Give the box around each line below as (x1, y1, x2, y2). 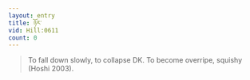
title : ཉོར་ (8, 19, 42, 27)
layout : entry (8, 11, 56, 20)
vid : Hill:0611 (8, 26, 59, 34)
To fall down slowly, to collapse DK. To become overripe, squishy (27, 55, 243, 65)
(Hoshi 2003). (27, 64, 74, 74)
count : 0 (8, 33, 38, 42)
